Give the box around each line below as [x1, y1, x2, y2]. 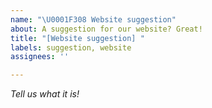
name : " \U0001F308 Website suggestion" [10, 14, 177, 25]
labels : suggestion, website [10, 42, 132, 53]
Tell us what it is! [10, 88, 80, 100]
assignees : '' [10, 52, 70, 62]
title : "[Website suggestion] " [10, 33, 145, 43]
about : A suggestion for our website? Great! [10, 24, 203, 34]
